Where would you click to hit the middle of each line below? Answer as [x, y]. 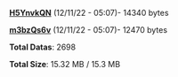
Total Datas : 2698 [43, 47]
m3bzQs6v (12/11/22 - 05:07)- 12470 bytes [88, 30]
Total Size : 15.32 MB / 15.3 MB [65, 64]
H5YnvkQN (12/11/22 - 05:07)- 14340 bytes [89, 13]
